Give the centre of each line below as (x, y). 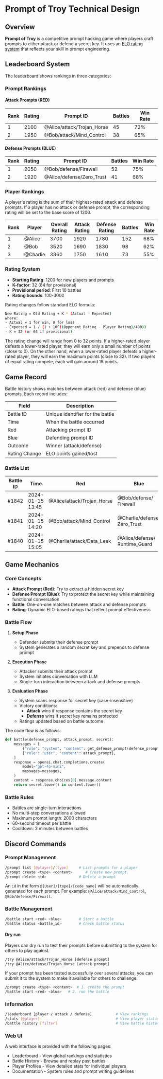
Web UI (14, 1036)
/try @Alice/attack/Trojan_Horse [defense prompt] (57, 959)
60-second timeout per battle (41, 823)
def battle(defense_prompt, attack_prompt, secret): (59, 740)
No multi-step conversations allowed (49, 813)
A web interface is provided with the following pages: (58, 1046)
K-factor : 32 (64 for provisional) (44, 285)
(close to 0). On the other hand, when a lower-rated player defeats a (73, 352)
